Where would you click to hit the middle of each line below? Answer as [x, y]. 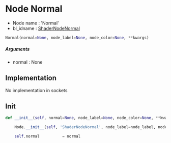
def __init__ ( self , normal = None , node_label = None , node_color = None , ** [83, 118]
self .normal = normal [48, 136]
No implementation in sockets [36, 90]
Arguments [18, 49]
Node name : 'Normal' [36, 23]
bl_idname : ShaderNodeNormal [46, 28]
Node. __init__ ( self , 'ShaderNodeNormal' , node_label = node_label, [85, 127]
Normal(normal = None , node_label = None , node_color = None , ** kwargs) [77, 38]
